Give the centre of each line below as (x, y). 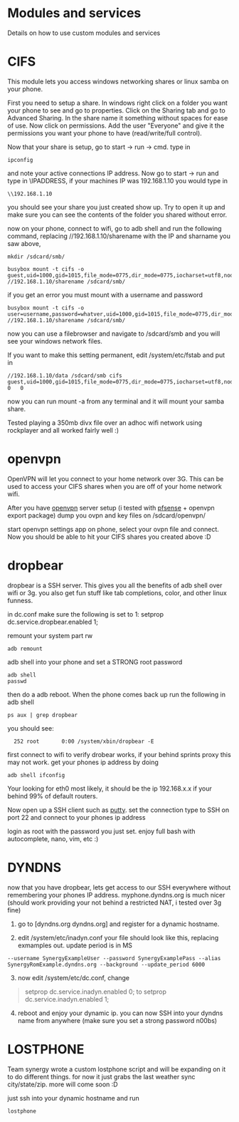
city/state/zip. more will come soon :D (63, 1084)
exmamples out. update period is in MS (75, 945)
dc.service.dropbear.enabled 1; (53, 622)
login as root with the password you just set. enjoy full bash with (101, 831)
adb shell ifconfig (36, 775)
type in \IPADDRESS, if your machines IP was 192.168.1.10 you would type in (118, 180)
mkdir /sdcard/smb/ (36, 257)
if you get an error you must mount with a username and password (105, 294)
